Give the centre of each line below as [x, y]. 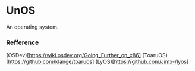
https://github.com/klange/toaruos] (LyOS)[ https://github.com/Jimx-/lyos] [98, 62]
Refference [23, 42]
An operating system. [32, 27]
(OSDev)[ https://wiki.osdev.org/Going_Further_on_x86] [74, 55]
